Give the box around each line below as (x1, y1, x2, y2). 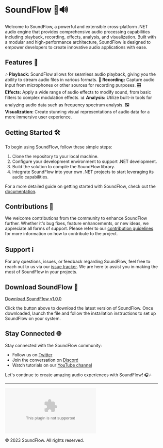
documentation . (5, 188, 37, 194)
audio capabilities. (12, 174, 49, 180)
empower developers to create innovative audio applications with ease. (5, 44, 147, 50)
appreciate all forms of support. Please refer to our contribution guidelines (5, 225, 154, 231)
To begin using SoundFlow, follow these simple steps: (5, 144, 113, 150)
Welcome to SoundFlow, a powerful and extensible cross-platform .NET (5, 23, 148, 30)
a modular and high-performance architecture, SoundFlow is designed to (5, 39, 151, 45)
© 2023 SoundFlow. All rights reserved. (5, 437, 84, 443)
